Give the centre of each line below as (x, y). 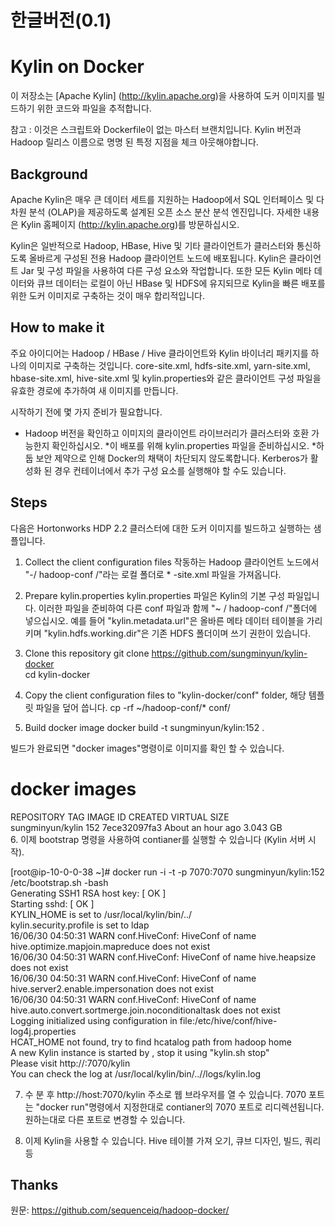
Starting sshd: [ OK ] (52, 903)
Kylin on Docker (77, 67)
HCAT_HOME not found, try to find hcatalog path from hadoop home (151, 1042)
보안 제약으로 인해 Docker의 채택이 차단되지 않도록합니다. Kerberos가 (171, 458)
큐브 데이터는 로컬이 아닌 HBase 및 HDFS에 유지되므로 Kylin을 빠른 (168, 283)
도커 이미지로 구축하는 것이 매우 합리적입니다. (117, 295)
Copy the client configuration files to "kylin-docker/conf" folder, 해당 (165, 695)
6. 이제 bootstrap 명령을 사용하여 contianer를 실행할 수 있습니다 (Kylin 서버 (158, 839)
